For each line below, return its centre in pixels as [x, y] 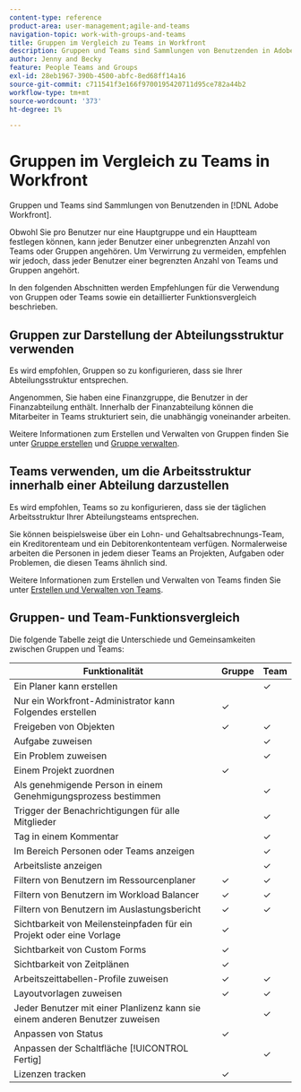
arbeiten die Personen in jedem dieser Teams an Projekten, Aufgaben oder [147, 553]
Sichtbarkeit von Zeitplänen [72, 964]
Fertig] [28, 1059]
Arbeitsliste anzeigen [58, 865]
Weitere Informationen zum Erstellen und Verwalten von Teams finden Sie [145, 580]
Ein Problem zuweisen [60, 756]
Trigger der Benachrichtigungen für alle [97, 810]
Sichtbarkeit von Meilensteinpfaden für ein [103, 923]
